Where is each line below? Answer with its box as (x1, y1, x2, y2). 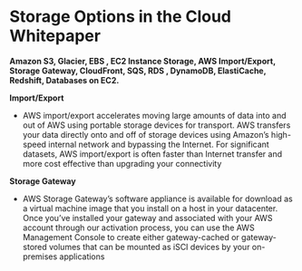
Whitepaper (9, 25, 102, 46)
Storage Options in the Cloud (9, 6, 232, 27)
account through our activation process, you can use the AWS (22, 222, 256, 233)
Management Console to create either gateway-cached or (22, 231, 240, 242)
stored (22, 241, 47, 252)
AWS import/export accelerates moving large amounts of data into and (22, 110, 287, 121)
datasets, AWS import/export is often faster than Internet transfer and (22, 148, 283, 160)
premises (22, 251, 58, 262)
